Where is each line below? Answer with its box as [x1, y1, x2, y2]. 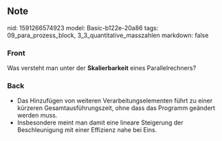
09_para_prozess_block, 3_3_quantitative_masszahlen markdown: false [7, 31, 209, 39]
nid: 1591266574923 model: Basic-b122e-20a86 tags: [7, 23, 159, 32]
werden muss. [16, 111, 58, 120]
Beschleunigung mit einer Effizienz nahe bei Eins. [16, 126, 157, 134]
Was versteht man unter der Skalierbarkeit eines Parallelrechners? [7, 64, 197, 72]
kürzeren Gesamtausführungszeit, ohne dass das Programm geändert [16, 104, 215, 112]
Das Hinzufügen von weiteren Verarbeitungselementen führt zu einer [16, 96, 213, 105]
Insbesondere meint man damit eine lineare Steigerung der [16, 118, 184, 127]
